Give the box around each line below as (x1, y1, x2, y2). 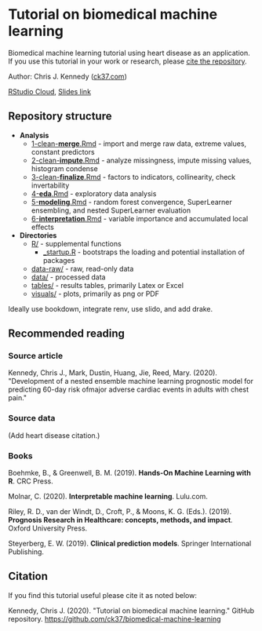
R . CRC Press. (8, 476, 53, 486)
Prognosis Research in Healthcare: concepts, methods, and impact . (8, 516, 233, 525)
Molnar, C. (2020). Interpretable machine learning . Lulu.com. (8, 492, 208, 502)
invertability (31, 181, 70, 190)
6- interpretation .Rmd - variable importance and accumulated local (31, 213, 249, 223)
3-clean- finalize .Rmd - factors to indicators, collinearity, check (31, 172, 236, 181)
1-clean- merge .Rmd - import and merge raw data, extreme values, (31, 139, 247, 148)
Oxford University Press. (8, 523, 88, 533)
